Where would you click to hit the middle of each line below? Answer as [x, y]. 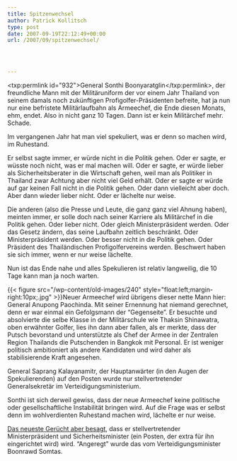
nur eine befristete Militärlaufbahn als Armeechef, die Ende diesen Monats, [116, 108]
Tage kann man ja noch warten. [53, 276]
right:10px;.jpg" [30, 297]
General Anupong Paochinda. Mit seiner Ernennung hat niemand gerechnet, [118, 305]
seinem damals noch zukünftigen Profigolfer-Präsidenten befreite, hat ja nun [119, 101]
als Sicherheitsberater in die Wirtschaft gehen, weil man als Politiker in [110, 173]
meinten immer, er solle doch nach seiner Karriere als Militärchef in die [110, 217]
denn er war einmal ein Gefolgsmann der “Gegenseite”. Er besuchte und [112, 312]
